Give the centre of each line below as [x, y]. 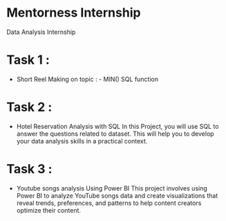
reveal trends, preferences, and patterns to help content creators [109, 203]
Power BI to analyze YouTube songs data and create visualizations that [117, 195]
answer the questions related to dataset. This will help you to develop [115, 134]
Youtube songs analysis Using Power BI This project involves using [112, 188]
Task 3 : [29, 169]
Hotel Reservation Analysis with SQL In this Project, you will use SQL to [117, 126]
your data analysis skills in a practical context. [82, 141]
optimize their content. [48, 210]
